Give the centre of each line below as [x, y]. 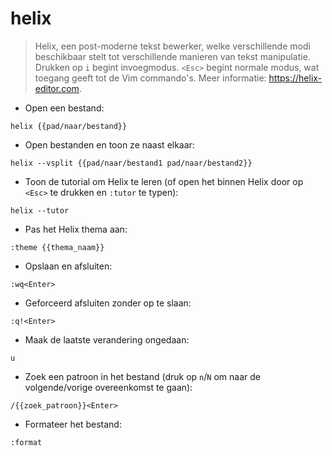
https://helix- [295, 78]
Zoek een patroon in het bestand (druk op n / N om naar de [142, 376]
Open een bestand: [64, 108]
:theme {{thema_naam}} [57, 247]
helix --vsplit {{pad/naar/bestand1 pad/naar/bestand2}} [131, 163]
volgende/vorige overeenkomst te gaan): [108, 387]
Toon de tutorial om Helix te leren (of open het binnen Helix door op [164, 181]
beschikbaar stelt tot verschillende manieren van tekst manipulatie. [172, 56]
